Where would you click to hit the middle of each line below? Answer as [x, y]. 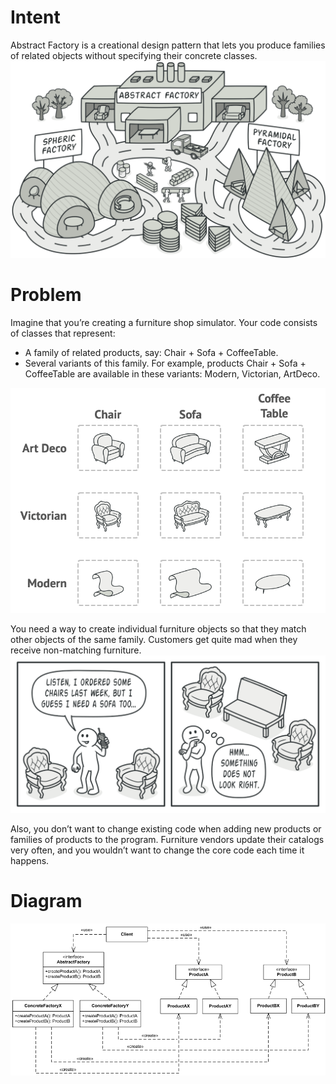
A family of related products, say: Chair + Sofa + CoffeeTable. [151, 352]
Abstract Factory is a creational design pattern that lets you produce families [168, 45]
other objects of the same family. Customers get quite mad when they [154, 639]
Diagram [46, 901]
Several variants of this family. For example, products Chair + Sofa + [165, 363]
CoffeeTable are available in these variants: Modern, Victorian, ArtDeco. [172, 373]
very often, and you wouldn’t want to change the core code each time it [157, 850]
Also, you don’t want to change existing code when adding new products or [166, 828]
